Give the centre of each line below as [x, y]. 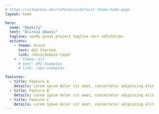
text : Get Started [37, 50]
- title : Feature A [29, 82]
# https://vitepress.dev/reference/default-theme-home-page [68, 9]
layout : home [18, 14]
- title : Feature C [29, 100]
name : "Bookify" [26, 27]
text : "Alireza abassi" [34, 32]
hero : [11, 23]
